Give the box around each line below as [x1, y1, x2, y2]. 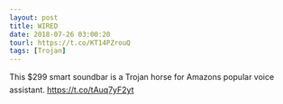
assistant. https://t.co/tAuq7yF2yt [9, 84, 134, 95]
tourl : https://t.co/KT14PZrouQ [9, 38, 131, 48]
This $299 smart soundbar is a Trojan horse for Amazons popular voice [9, 72, 275, 82]
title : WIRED [9, 22, 59, 30]
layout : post [9, 13, 59, 22]
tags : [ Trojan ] [9, 47, 67, 56]
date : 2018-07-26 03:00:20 [9, 30, 111, 39]
